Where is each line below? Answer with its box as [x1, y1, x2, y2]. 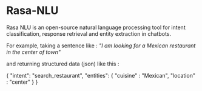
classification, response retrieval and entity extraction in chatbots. [6, 30, 172, 37]
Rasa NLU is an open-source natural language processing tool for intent [6, 24, 186, 31]
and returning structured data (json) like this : [6, 60, 120, 67]
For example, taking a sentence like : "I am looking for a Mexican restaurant [6, 42, 196, 49]
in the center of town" [6, 48, 61, 55]
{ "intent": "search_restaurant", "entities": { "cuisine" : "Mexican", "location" [6, 72, 196, 79]
